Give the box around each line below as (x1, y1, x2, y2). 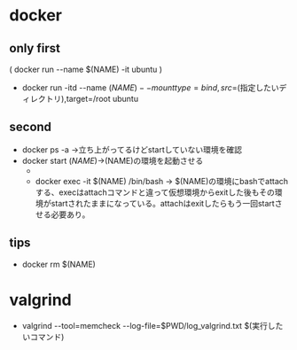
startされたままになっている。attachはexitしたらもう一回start (51, 198, 275, 208)
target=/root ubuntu (66, 94, 139, 104)
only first (9, 41, 60, 56)
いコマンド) (21, 331, 65, 342)
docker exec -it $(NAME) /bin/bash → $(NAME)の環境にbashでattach (35, 175, 289, 186)
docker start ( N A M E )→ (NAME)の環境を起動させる (21, 155, 204, 166)
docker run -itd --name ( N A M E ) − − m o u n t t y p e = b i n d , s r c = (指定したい (21, 82, 279, 93)
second (9, 120, 51, 135)
